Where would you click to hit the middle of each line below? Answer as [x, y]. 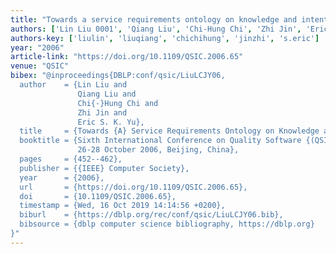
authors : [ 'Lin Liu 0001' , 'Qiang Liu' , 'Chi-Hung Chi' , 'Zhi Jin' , [156, 29]
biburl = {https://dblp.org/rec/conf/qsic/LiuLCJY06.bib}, [151, 215]
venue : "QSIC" [40, 66]
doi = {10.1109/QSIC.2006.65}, [98, 196]
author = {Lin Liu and [73, 85]
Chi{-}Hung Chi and [118, 103]
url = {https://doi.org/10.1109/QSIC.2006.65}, [133, 187]
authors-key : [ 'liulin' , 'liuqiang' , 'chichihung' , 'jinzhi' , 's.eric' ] [165, 38]
